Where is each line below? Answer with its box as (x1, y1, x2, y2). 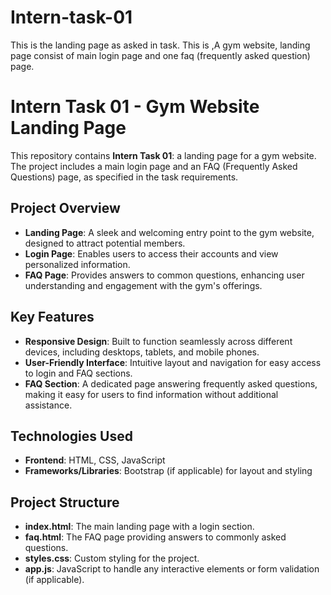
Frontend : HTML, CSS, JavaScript (24, 454, 166, 466)
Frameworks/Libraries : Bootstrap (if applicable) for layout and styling (24, 465, 313, 477)
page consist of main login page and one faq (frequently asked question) (10, 49, 311, 61)
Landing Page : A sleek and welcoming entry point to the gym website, (24, 226, 315, 238)
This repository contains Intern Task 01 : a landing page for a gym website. (10, 149, 317, 161)
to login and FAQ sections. (24, 367, 133, 379)
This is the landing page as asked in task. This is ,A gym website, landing (10, 39, 311, 51)
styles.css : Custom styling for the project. (24, 552, 200, 565)
